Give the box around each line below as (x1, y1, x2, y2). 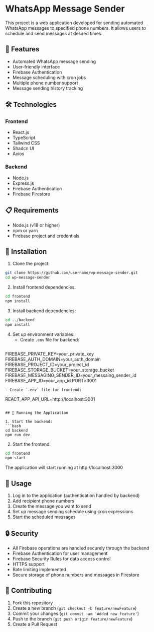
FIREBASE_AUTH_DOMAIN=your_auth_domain (5, 356, 101, 362)
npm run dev (5, 432, 30, 437)
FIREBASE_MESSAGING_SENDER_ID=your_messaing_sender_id (5, 372, 136, 378)
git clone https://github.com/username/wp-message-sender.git (5, 270, 138, 275)
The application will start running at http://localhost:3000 (5, 464, 123, 471)
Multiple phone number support (12, 80, 78, 86)
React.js (12, 129, 30, 135)
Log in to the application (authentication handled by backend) (12, 493, 140, 499)
